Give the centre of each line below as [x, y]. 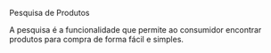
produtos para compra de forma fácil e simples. [97, 39]
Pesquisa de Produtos [49, 13]
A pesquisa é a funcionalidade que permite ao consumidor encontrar [135, 30]
